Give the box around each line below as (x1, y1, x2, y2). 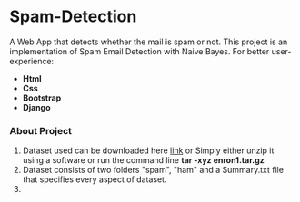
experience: (9, 55, 55, 66)
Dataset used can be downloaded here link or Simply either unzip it (22, 145, 275, 156)
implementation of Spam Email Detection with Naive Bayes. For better (9, 45, 270, 56)
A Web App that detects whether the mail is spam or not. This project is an (9, 36, 288, 47)
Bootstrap (22, 92, 62, 103)
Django (22, 101, 51, 112)
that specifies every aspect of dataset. (22, 174, 167, 185)
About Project (9, 124, 73, 137)
